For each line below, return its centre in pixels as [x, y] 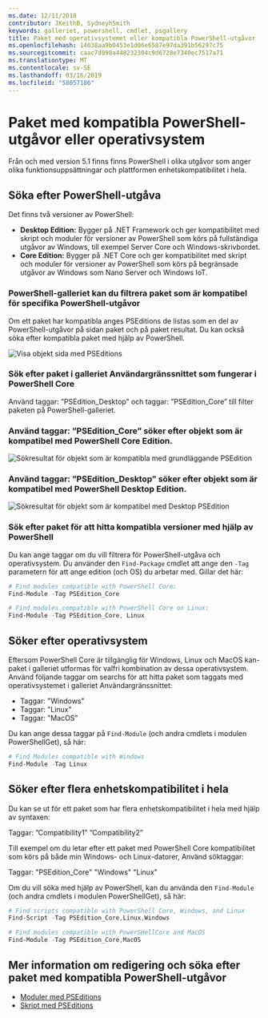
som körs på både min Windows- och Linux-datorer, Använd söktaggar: [126, 856]
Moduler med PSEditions [60, 996]
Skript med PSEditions [56, 1005]
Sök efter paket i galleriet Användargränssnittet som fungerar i [133, 374]
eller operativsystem [135, 139]
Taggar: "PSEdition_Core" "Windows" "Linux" [83, 872]
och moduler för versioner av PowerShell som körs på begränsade [129, 264]
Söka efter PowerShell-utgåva [85, 195]
